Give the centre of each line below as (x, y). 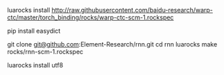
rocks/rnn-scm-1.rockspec (45, 52)
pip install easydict (34, 31)
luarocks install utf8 (35, 65)
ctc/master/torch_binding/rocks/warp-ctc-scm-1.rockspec (91, 17)
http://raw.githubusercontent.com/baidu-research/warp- (132, 10)
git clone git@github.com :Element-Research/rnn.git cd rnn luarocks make (112, 44)
